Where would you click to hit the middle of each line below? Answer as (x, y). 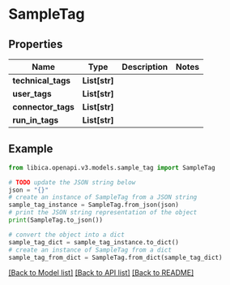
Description (145, 67)
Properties (36, 44)
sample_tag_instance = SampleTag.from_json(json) (94, 205)
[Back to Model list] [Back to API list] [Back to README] (101, 273)
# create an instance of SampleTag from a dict (90, 250)
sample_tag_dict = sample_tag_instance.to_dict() (94, 242)
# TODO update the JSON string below (72, 182)
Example (31, 149)
